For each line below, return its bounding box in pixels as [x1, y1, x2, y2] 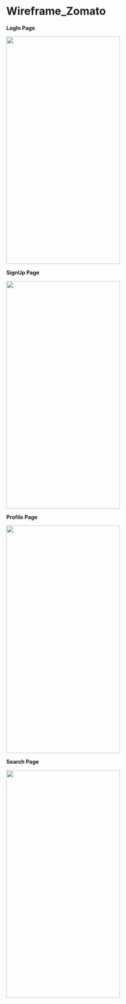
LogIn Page [6, 24, 35, 32]
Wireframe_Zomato [6, 4, 106, 18]
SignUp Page [6, 269, 40, 276]
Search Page [6, 758, 39, 765]
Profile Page [6, 513, 38, 521]
